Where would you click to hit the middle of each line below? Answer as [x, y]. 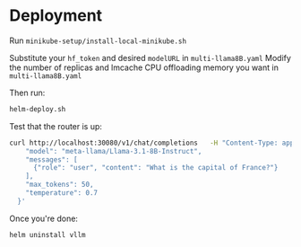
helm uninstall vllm [48, 234]
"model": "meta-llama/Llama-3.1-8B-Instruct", [114, 151]
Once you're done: [44, 218]
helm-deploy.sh [38, 109]
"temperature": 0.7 [62, 193]
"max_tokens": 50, [60, 185]
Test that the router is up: [56, 126]
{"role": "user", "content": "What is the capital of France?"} [155, 168]
